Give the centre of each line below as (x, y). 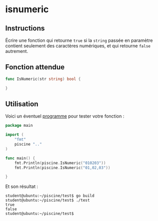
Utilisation (22, 104)
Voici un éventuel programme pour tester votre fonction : (65, 116)
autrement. (17, 51)
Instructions (25, 28)
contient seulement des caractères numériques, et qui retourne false (78, 46)
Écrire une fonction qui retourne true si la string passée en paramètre (79, 40)
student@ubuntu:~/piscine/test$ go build (50, 196)
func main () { (20, 158)
